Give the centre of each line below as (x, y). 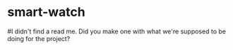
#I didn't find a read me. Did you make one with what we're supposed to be (116, 31)
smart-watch (47, 12)
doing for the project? (39, 38)
